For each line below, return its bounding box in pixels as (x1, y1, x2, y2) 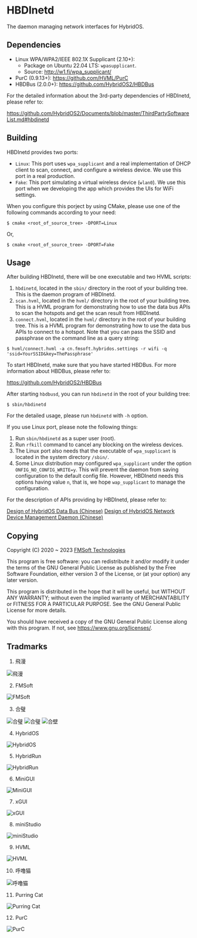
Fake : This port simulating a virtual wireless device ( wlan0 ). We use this (15, 179, 186, 186)
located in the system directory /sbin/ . (15, 454, 109, 461)
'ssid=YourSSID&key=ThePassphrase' (6, 351, 94, 357)
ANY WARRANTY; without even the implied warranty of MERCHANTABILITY (6, 594, 190, 601)
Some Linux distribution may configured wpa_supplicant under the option (15, 460, 192, 467)
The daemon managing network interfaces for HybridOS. (6, 23, 144, 30)
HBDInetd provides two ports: (6, 148, 79, 156)
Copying (6, 531, 39, 541)
